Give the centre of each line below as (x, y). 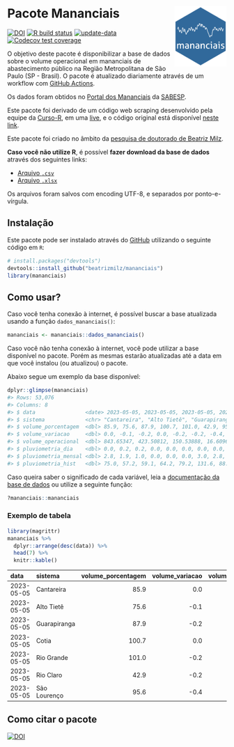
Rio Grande (52, 658)
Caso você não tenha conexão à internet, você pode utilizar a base (103, 348)
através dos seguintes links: (47, 159)
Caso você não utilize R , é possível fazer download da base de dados (109, 152)
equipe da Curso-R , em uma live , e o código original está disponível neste (113, 118)
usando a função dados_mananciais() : (61, 322)
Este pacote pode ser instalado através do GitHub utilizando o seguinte (109, 239)
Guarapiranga (55, 623)
